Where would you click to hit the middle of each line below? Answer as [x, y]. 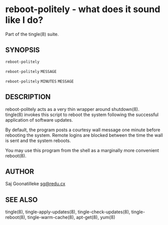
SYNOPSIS [23, 50]
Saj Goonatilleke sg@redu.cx [35, 184]
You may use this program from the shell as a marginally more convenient [82, 150]
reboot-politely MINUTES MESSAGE [40, 81]
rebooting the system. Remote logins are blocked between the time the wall [84, 135]
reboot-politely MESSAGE [31, 71]
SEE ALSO [22, 199]
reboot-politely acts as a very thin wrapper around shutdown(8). [72, 109]
